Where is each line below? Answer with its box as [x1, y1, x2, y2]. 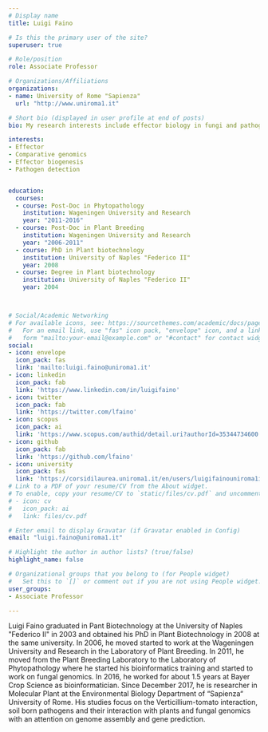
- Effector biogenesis [8, 158, 84, 166]
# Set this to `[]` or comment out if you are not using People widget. [8, 577, 262, 585]
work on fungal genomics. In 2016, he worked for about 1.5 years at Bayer [8, 672, 250, 682]
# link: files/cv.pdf [8, 512, 88, 520]
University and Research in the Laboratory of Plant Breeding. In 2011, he [8, 647, 245, 656]
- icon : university [8, 460, 73, 468]
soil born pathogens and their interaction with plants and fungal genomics [8, 706, 251, 715]
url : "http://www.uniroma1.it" [15, 99, 120, 108]
